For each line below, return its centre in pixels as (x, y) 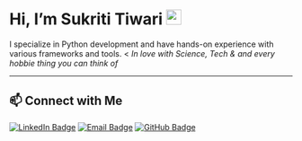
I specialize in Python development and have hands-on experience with (142, 44)
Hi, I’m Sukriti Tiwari (86, 19)
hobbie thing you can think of (64, 63)
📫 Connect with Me (66, 101)
